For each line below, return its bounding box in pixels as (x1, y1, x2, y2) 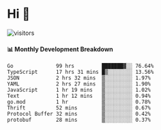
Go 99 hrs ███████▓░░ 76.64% (7, 63, 154, 70)
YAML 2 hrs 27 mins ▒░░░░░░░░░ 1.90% (7, 81, 151, 88)
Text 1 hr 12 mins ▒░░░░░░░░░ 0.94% (7, 92, 151, 100)
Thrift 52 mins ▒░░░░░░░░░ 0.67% (7, 105, 151, 112)
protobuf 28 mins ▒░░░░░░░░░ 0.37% (7, 116, 151, 124)
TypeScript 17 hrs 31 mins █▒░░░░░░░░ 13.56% (7, 68, 154, 76)
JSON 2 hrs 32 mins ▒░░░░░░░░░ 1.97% (7, 75, 151, 81)
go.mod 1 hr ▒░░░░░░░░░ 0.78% (7, 99, 151, 105)
